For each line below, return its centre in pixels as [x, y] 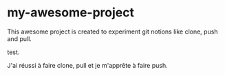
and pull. [20, 38]
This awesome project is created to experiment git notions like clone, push [112, 31]
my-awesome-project [71, 13]
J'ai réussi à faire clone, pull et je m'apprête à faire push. [87, 65]
